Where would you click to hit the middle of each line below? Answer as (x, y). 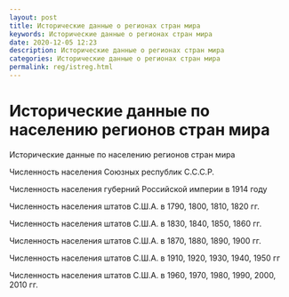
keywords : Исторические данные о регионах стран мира (111, 34)
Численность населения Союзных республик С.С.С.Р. (112, 172)
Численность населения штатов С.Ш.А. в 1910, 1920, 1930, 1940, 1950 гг (145, 258)
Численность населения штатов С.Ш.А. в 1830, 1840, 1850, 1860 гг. (136, 223)
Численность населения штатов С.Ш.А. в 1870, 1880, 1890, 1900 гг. (135, 240)
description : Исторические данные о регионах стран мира (117, 51)
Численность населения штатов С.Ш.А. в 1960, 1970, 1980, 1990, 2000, (143, 275)
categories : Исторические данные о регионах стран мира (115, 59)
